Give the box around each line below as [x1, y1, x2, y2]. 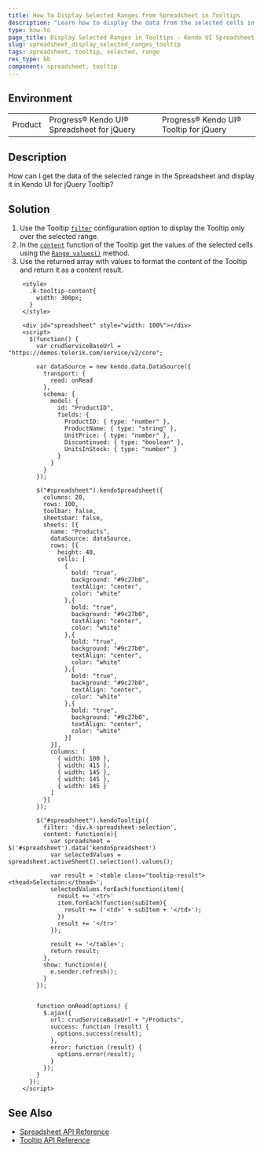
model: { [49, 398, 79, 405]
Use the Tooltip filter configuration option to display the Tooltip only [19, 223, 245, 233]
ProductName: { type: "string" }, [64, 425, 178, 433]
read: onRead [49, 376, 93, 385]
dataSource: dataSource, [49, 535, 132, 543]
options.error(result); [57, 1051, 135, 1058]
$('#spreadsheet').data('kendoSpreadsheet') [8, 844, 156, 853]
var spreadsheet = [49, 838, 111, 846]
